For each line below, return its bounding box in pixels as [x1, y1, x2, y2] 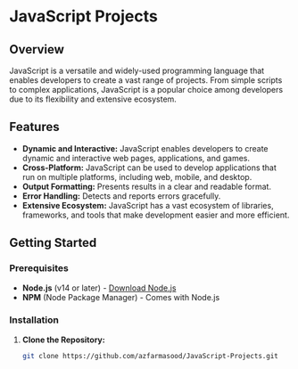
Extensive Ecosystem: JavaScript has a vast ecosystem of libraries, [21, 200, 274, 210]
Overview [9, 42, 65, 57]
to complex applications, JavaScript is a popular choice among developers [9, 85, 284, 94]
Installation [9, 314, 60, 326]
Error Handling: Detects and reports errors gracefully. [21, 190, 221, 201]
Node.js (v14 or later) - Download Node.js [21, 283, 177, 293]
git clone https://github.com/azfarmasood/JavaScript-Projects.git [21, 351, 278, 360]
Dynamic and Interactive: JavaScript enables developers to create [21, 143, 269, 153]
